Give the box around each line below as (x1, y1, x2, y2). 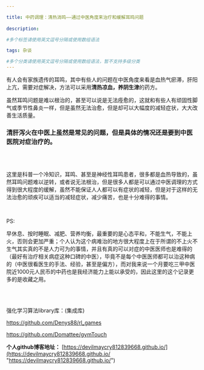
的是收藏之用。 (11, 276, 49, 283)
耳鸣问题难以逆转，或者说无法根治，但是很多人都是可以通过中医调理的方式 (11, 178, 198, 186)
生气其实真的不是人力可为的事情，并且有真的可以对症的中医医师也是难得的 (6, 245, 192, 253)
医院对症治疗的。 (6, 138, 56, 146)
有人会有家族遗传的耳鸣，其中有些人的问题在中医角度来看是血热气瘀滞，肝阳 (6, 76, 198, 83)
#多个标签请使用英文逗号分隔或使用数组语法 (6, 37, 100, 43)
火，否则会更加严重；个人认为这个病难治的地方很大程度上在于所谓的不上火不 (6, 238, 198, 245)
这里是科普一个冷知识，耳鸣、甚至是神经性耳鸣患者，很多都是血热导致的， (6, 171, 192, 178)
